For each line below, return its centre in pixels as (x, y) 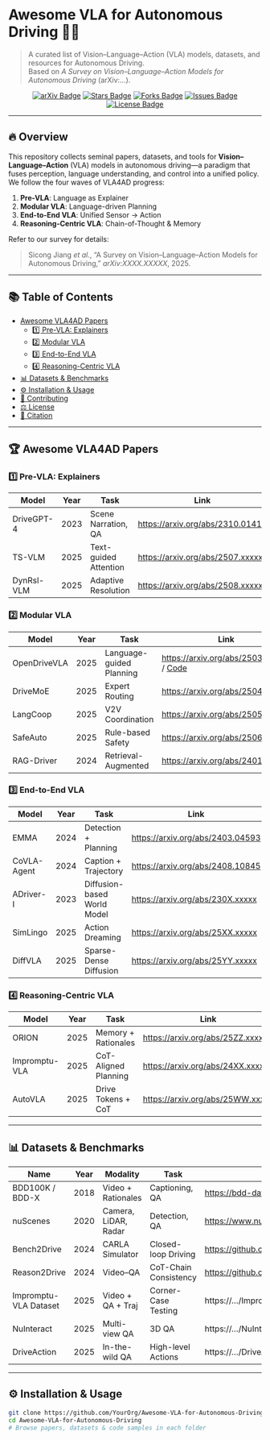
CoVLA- (28, 861)
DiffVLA (27, 961)
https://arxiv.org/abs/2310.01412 (202, 524)
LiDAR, (115, 1221)
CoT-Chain (171, 1267)
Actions (164, 1357)
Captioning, (172, 1188)
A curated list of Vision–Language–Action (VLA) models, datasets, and (144, 54)
